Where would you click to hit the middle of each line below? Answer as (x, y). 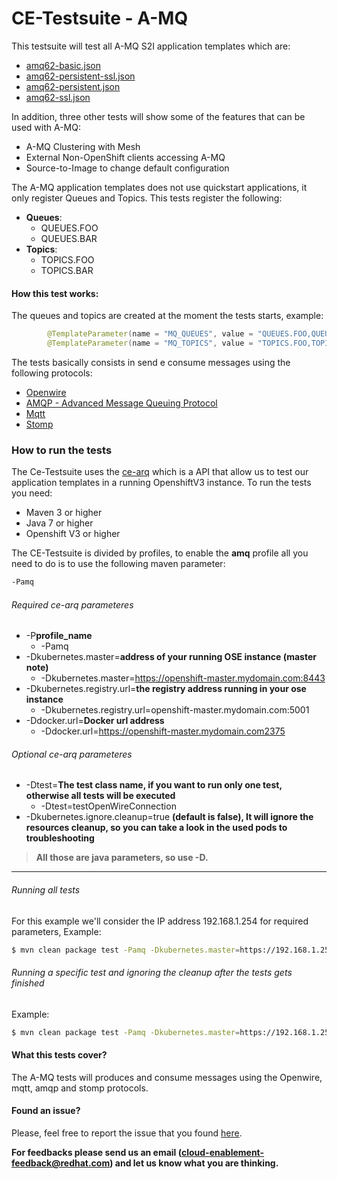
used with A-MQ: (46, 127)
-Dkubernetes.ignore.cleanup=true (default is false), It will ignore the (169, 817)
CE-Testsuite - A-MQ (100, 18)
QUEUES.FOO (69, 228)
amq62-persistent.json (73, 86)
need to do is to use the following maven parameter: (118, 564)
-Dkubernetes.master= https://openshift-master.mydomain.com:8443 (183, 678)
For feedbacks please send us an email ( (96, 1153)
